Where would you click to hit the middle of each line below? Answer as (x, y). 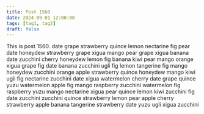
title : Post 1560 (28, 12)
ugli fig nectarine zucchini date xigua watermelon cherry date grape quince (101, 79)
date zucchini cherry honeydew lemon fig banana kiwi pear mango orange (100, 59)
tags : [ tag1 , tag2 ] (31, 23)
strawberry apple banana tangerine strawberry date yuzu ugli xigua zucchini (103, 105)
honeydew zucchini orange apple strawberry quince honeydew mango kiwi (101, 72)
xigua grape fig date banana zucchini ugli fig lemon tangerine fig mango (97, 66)
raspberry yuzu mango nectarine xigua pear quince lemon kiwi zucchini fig (101, 91)
